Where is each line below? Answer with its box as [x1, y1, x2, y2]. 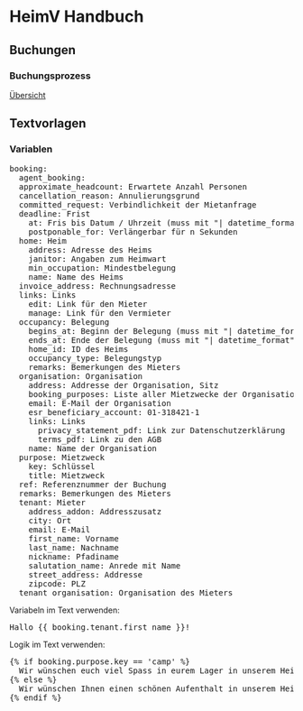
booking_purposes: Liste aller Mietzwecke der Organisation [28, 389, 300, 399]
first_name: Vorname [28, 533, 119, 543]
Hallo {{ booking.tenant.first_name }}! [9, 622, 191, 633]
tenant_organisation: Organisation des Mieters [18, 587, 234, 597]
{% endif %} [9, 692, 62, 703]
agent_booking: [18, 172, 86, 182]
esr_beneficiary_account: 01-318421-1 [28, 407, 200, 417]
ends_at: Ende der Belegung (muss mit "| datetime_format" [28, 335, 295, 345]
